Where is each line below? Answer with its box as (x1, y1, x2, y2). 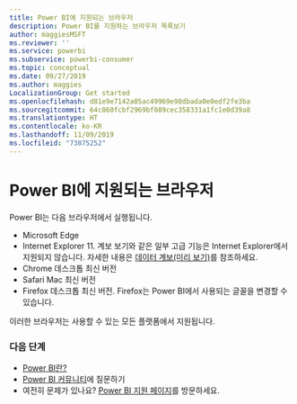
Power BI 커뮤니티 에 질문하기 (22, 373, 126, 384)
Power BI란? (22, 362, 67, 373)
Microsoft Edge (22, 229, 80, 240)
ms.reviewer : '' (9, 38, 70, 48)
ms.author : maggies (9, 80, 83, 89)
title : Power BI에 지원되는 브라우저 (9, 13, 134, 22)
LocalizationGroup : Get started (9, 88, 130, 97)
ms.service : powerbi (9, 47, 87, 56)
